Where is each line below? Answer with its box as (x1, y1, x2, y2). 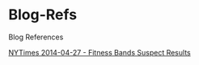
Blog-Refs (8, 6, 78, 24)
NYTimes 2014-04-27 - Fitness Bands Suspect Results (8, 47, 192, 57)
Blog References (8, 32, 64, 42)
